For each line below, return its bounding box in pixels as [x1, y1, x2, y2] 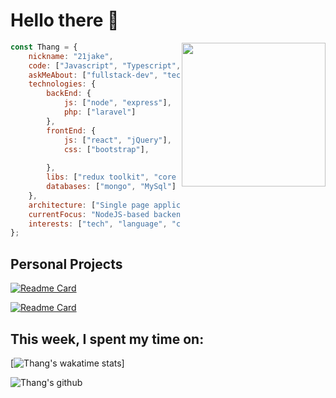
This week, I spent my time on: [10, 330, 205, 348]
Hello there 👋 [10, 9, 120, 32]
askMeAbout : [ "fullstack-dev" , [28, 70, 159, 80]
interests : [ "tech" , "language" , [28, 219, 168, 229]
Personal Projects [10, 255, 123, 273]
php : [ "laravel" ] [63, 107, 137, 118]
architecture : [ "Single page [28, 200, 150, 210]
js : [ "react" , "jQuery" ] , [63, 135, 172, 145]
